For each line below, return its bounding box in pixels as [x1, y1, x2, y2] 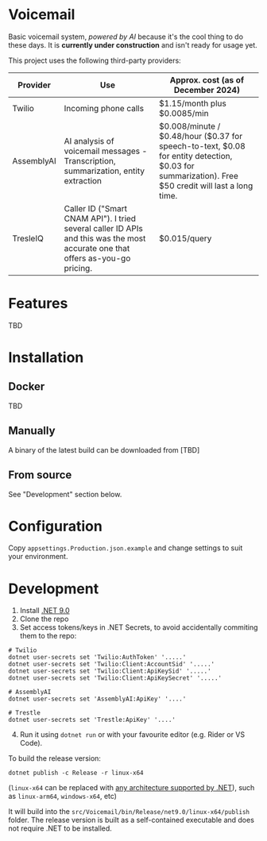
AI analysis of [64, 135, 114, 146]
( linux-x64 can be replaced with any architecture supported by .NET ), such [8, 783, 255, 793]
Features [8, 295, 68, 313]
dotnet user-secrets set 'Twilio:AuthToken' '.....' [8, 654, 187, 662]
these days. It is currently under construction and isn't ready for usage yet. [8, 40, 258, 49]
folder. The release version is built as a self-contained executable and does [8, 816, 254, 825]
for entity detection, [158, 150, 233, 161]
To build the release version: [8, 754, 102, 763]
